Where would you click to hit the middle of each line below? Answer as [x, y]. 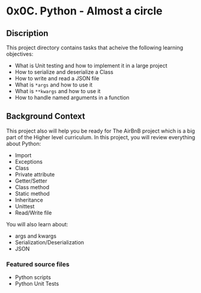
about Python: [24, 143]
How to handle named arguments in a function [72, 98]
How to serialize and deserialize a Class [64, 72]
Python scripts [33, 277]
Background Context [46, 116]
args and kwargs [36, 236]
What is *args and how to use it [54, 85]
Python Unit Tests [37, 284]
